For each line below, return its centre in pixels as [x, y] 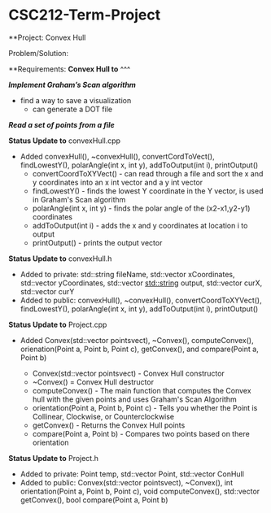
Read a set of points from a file [62, 124]
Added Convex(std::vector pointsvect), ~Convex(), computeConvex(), [137, 340]
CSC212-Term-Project [85, 15]
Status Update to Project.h [54, 458]
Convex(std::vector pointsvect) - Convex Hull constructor [129, 373]
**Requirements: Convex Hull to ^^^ [70, 69]
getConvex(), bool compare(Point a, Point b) [94, 500]
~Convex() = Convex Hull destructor [93, 382]
